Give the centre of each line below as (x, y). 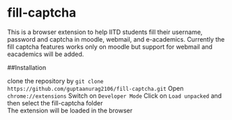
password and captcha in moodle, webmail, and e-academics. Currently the (116, 39)
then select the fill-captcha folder (55, 103)
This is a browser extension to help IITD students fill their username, (105, 32)
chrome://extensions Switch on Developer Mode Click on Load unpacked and (115, 96)
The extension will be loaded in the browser (70, 110)
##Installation (27, 67)
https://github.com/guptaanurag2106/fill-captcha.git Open (95, 88)
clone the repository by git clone (55, 80)
